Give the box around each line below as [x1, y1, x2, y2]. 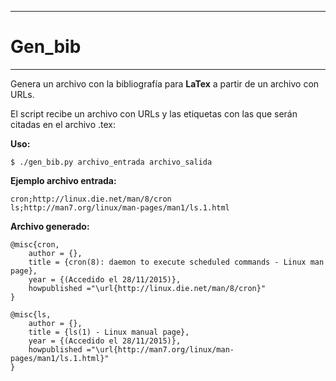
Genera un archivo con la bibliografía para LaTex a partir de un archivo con [10, 77, 320, 90]
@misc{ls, [10, 309, 52, 320]
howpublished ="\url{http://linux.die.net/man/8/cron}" [28, 283, 267, 293]
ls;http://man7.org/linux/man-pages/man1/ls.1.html [10, 202, 230, 213]
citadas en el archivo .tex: [10, 118, 117, 130]
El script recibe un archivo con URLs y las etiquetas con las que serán [10, 107, 298, 120]
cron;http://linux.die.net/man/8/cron [10, 194, 172, 204]
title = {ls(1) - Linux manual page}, [28, 327, 190, 337]
